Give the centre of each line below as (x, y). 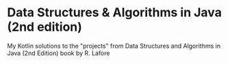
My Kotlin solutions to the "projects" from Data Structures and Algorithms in (114, 46)
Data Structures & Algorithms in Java (115, 13)
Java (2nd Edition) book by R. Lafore (59, 53)
